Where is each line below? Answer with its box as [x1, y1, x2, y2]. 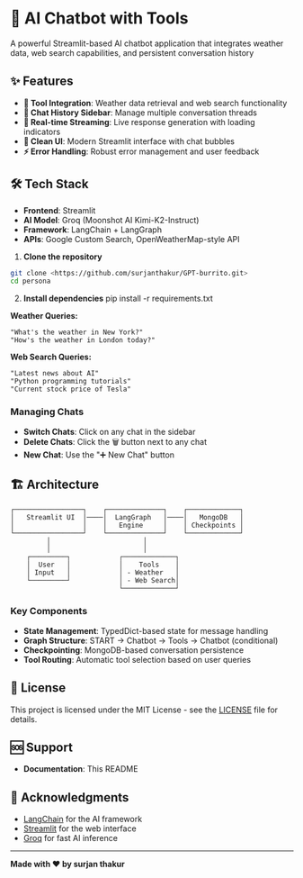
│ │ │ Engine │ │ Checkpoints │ [10, 521, 245, 530]
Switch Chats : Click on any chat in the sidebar [22, 426, 196, 437]
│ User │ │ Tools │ [26, 560, 180, 570]
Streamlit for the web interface [22, 823, 138, 834]
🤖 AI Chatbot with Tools [10, 8, 189, 29]
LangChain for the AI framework [22, 814, 143, 825]
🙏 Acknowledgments [10, 790, 129, 805]
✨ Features [10, 74, 74, 89]
